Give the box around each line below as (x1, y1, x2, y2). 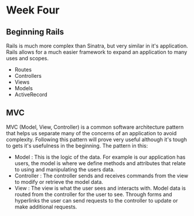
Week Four (6, 4, 60, 17)
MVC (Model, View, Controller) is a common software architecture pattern (6, 124, 184, 131)
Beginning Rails (6, 27, 64, 37)
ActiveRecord (14, 91, 48, 98)
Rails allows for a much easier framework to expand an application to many (6, 49, 188, 56)
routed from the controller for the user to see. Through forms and (14, 191, 172, 198)
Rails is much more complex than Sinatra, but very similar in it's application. (6, 42, 189, 49)
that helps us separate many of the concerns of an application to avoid (6, 129, 177, 136)
